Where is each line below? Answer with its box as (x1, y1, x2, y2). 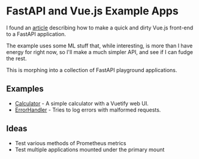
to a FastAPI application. (6, 30, 67, 37)
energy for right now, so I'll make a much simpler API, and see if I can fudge (6, 48, 194, 55)
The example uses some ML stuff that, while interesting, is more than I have (6, 42, 193, 49)
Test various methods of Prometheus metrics (14, 139, 126, 146)
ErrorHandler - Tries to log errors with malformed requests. (14, 106, 161, 113)
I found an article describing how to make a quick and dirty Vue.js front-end (6, 24, 194, 31)
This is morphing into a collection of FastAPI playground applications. (6, 66, 177, 73)
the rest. (6, 55, 27, 62)
